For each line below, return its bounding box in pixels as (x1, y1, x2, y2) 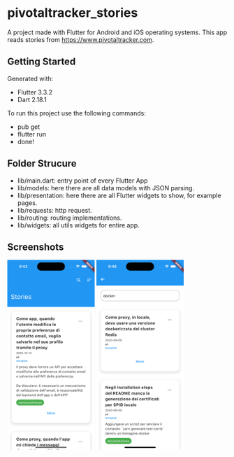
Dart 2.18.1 (17, 95, 47, 104)
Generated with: (7, 74, 54, 83)
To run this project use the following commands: (7, 108, 147, 117)
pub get (17, 122, 41, 131)
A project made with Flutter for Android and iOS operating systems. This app (7, 28, 228, 36)
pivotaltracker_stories (7, 5, 138, 21)
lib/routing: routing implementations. (17, 213, 122, 222)
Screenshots (7, 241, 64, 253)
